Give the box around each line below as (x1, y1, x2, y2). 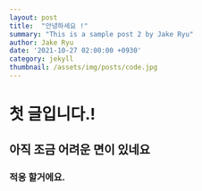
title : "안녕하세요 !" (9, 21, 88, 30)
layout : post (9, 12, 58, 22)
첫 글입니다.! (9, 104, 96, 125)
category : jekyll (9, 54, 74, 63)
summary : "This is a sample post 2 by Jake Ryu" (9, 29, 194, 38)
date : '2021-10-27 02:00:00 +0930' (9, 46, 142, 55)
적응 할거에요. (9, 171, 65, 184)
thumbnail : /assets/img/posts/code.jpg (9, 63, 158, 72)
